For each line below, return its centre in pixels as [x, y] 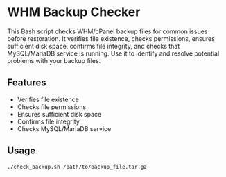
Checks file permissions [52, 107]
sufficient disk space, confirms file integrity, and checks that [94, 46]
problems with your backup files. [54, 60]
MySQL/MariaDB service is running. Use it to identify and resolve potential [113, 53]
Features [27, 83]
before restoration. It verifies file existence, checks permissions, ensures [111, 38]
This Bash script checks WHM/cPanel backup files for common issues [107, 31]
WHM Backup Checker [74, 12]
